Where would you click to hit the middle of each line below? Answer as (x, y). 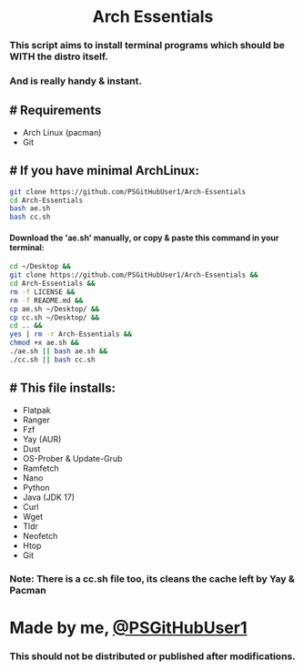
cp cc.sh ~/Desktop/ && (55, 317)
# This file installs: (63, 388)
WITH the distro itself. (59, 56)
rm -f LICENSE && (42, 292)
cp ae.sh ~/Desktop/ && (55, 309)
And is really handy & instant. (76, 81)
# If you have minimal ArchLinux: (105, 171)
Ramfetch (41, 468)
